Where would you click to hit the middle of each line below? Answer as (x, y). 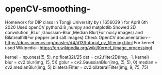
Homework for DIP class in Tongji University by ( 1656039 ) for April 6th (76, 22)
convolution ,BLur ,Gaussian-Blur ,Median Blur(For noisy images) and (74, 32)
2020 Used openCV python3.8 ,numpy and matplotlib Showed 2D (71, 27)
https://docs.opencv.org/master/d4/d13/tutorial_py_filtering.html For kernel (80, 42)
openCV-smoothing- (48, 9)
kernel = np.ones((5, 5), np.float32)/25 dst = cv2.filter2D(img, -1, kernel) (77, 57)
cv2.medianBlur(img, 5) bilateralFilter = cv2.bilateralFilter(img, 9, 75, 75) (77, 67)
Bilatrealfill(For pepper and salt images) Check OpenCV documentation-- (78, 37)
